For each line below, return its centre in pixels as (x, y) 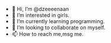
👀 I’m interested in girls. (41, 15)
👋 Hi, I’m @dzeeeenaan (40, 9)
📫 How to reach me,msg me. (48, 34)
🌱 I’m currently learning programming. (58, 21)
